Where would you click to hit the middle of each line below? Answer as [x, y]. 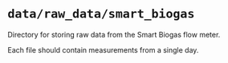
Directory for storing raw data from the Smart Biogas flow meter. [114, 34]
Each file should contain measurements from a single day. [103, 49]
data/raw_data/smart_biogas [101, 14]
